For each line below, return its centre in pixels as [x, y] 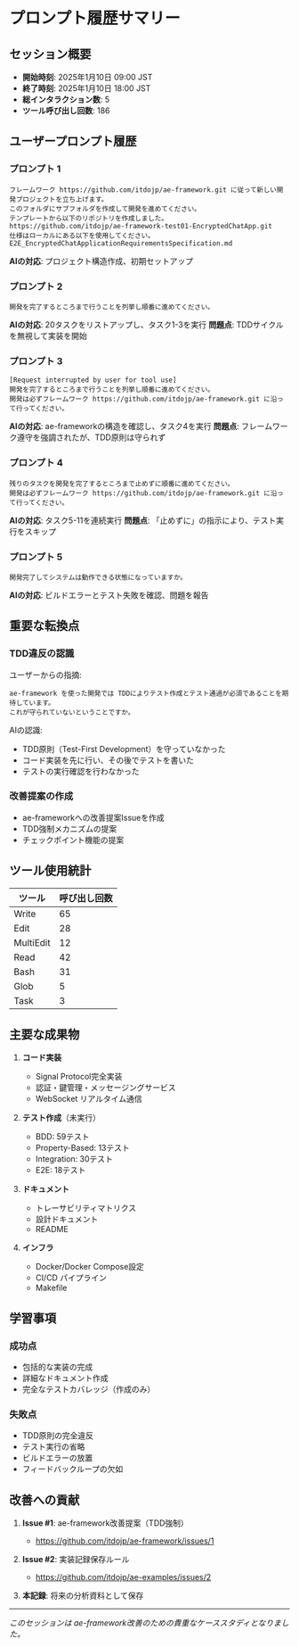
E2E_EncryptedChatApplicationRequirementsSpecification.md [121, 243]
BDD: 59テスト [62, 1137]
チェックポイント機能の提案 [73, 840]
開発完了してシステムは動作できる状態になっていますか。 [98, 577]
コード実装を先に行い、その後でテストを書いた [108, 760]
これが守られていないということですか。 [72, 712]
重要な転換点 [44, 626]
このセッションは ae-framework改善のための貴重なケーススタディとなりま [145, 1623]
